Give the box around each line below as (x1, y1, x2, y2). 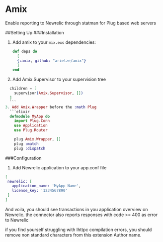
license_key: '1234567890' (11, 188, 68, 193)
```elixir (9, 109, 30, 114)
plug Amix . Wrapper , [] (14, 137, 61, 142)
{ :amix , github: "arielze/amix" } (17, 58, 86, 63)
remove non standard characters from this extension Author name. (5, 232, 142, 238)
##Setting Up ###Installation (5, 29, 64, 35)
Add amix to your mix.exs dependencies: (12, 39, 96, 45)
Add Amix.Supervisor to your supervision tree (12, 76, 106, 83)
